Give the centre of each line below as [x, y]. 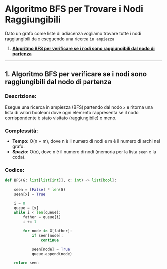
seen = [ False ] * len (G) [40, 190]
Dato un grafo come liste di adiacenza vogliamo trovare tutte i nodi [73, 33]
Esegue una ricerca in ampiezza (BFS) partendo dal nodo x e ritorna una [79, 107]
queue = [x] [26, 208]
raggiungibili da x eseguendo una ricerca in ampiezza [60, 39]
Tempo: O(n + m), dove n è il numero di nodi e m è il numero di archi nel [86, 141]
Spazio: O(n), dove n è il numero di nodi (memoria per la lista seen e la [84, 152]
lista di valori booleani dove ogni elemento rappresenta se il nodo [72, 112]
